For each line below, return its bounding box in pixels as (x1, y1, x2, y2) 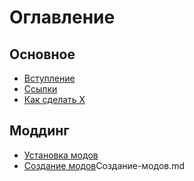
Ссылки (23, 83, 58, 95)
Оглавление (9, 6, 116, 29)
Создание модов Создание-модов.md (23, 159, 186, 171)
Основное (9, 46, 76, 63)
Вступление (23, 72, 76, 84)
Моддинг (9, 122, 70, 140)
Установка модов (23, 149, 99, 161)
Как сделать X (23, 94, 86, 105)
